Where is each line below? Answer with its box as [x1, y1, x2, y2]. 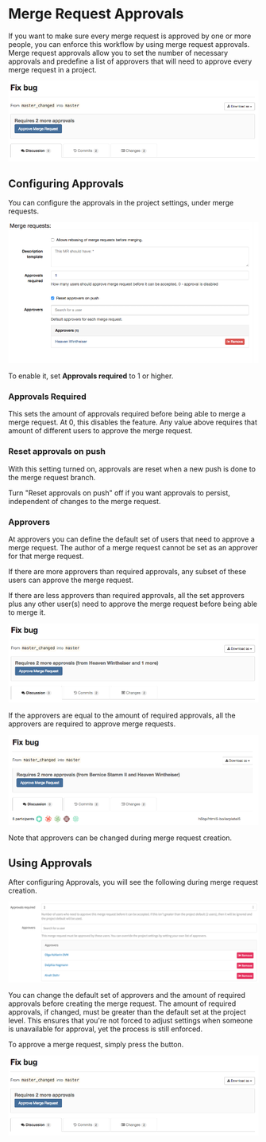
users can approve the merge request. [8, 575, 133, 585]
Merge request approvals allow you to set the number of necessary [8, 48, 229, 57]
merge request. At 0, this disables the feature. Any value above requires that [8, 417, 258, 427]
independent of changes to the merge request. [8, 496, 161, 506]
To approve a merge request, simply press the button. [8, 1039, 184, 1049]
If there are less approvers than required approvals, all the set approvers [8, 591, 245, 600]
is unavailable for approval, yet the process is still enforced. [8, 1024, 203, 1034]
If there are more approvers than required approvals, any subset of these [8, 567, 247, 577]
